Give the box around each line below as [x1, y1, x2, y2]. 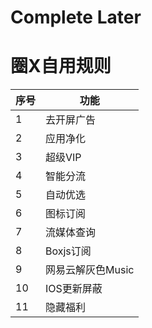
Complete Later [10, 6, 142, 29]
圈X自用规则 [10, 55, 112, 78]
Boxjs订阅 [45, 244, 92, 258]
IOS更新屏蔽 [45, 282, 103, 296]
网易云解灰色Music [45, 263, 135, 277]
